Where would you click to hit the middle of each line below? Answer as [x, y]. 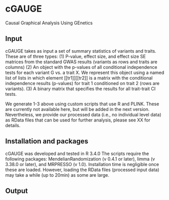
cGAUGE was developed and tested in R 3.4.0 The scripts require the [77, 153]
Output [16, 191]
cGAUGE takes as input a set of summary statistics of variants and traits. [81, 51]
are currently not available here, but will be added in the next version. [77, 109]
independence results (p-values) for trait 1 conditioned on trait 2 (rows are [82, 83]
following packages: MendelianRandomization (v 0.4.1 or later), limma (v [80, 159]
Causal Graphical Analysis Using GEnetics [49, 23]
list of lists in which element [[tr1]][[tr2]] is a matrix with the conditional [79, 78]
